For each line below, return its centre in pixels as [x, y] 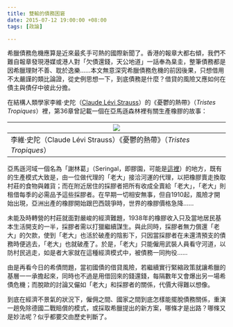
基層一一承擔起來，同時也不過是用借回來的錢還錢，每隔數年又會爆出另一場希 [116, 276]
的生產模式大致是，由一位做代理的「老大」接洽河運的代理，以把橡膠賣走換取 [116, 177]
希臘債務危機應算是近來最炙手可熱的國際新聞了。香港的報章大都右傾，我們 [113, 53]
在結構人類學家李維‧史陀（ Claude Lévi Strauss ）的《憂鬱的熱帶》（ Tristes [112, 103]
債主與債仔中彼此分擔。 [41, 88]
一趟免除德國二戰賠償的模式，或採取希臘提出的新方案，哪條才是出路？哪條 [113, 308]
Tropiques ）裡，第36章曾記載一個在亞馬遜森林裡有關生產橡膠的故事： [107, 111]
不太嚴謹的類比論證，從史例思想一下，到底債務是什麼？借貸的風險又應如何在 [116, 79]
